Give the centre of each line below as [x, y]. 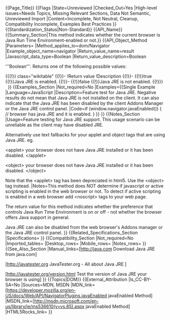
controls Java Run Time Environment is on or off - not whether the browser [84, 212]
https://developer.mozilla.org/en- [41, 290]
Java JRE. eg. [20, 140]
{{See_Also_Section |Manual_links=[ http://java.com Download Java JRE [80, 249]
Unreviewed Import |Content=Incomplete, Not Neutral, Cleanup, [72, 19]
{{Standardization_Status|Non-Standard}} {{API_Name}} [64, 30]
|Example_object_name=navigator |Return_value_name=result [70, 51]
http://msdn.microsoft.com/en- [66, 301]
